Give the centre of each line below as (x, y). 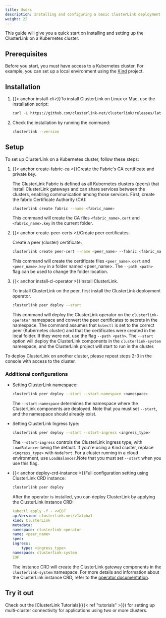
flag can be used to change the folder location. (60, 272)
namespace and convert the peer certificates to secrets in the (94, 320)
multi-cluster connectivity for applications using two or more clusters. (76, 610)
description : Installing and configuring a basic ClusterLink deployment (83, 14)
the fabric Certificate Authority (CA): (49, 200)
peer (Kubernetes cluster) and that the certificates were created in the (84, 331)
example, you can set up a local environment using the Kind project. (75, 71)
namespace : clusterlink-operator (47, 530)
